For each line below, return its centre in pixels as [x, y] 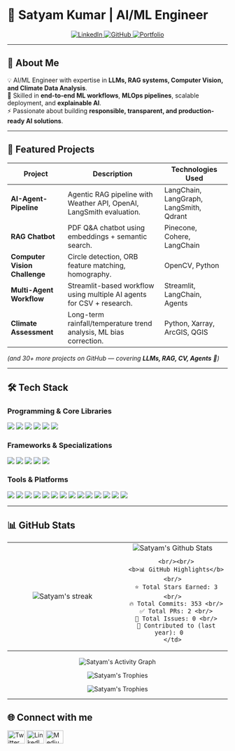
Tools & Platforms [38, 479]
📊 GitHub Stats [41, 525]
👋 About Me [33, 63]
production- [196, 111]
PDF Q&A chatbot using [106, 227]
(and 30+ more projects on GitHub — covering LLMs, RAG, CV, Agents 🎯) [114, 358]
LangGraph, [184, 199]
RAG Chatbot [33, 237]
